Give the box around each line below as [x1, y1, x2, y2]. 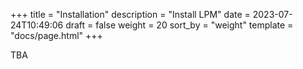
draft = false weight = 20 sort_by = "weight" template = [65, 19, 294, 31]
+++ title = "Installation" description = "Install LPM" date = [10, 9, 251, 20]
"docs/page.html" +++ [10, 30, 103, 41]
